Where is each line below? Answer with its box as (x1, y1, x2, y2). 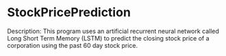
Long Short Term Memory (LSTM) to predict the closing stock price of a (7, 34, 210, 42)
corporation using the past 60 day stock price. (7, 41, 138, 49)
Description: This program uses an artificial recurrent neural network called (7, 27, 219, 35)
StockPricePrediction (7, 5, 131, 20)
